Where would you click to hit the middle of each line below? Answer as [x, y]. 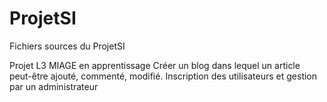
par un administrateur [54, 86]
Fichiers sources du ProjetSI [67, 46]
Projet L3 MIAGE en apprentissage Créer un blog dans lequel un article [155, 65]
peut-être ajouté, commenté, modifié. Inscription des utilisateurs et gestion [163, 76]
